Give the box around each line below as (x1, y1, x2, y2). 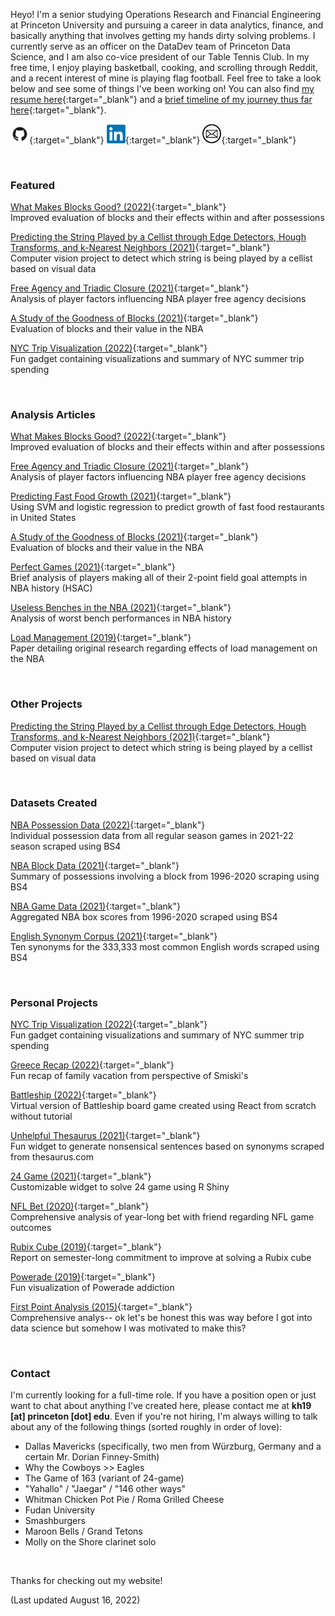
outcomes (10, 1222, 52, 1234)
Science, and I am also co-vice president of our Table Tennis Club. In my (10, 51, 310, 63)
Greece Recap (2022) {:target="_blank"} (10, 1059, 175, 1071)
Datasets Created (10, 796, 98, 810)
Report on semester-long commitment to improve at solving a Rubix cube (10, 1252, 312, 1264)
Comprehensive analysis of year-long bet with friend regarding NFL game (10, 1211, 315, 1223)
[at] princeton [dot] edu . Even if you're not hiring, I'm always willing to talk (10, 1410, 318, 1423)
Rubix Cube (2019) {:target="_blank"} (10, 1241, 162, 1253)
